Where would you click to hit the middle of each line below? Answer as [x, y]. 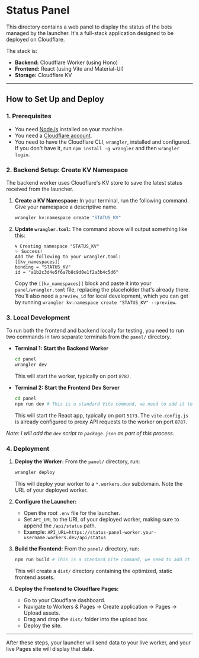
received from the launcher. [40, 189]
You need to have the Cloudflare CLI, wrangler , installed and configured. [103, 142]
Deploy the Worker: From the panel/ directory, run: [77, 461]
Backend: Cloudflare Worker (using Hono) [66, 62]
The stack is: [22, 50]
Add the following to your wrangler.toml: [68, 257]
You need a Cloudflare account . [53, 135]
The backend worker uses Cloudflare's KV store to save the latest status [94, 182]
